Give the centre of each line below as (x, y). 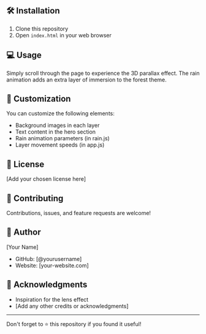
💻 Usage (24, 55)
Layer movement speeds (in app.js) (60, 145)
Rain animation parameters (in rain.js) (63, 139)
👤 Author (24, 232)
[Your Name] (22, 247)
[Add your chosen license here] (46, 179)
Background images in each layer (57, 126)
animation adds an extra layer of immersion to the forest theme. (86, 80)
